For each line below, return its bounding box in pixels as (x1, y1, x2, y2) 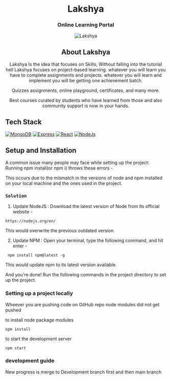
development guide (5, 357, 55, 364)
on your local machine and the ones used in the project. (5, 180, 123, 186)
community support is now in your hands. (42, 103, 130, 109)
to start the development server (5, 336, 72, 342)
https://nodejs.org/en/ (5, 219, 56, 224)
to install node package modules (5, 317, 74, 323)
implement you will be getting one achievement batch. (29, 78, 143, 84)
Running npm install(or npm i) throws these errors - (5, 164, 113, 171)
